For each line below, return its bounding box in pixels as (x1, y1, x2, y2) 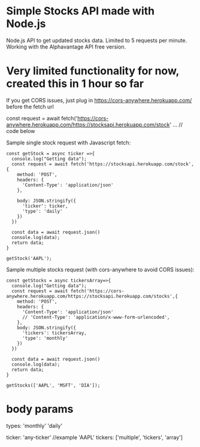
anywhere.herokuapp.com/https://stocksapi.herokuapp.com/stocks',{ (6, 293, 178, 299)
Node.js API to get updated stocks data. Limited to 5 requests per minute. (6, 37, 187, 44)
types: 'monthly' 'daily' (6, 422, 63, 429)
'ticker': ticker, (22, 203, 68, 209)
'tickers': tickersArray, (22, 330, 87, 336)
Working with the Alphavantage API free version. (6, 43, 126, 50)
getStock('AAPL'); (6, 255, 52, 261)
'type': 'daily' (22, 208, 63, 214)
